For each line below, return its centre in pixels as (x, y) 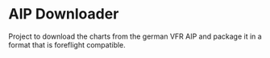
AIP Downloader (64, 14)
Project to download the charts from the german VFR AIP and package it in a (135, 36)
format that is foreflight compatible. (67, 44)
